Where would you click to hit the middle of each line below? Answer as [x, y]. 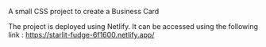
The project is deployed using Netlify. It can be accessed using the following [133, 26]
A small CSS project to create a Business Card [84, 11]
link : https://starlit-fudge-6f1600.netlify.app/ [81, 35]
